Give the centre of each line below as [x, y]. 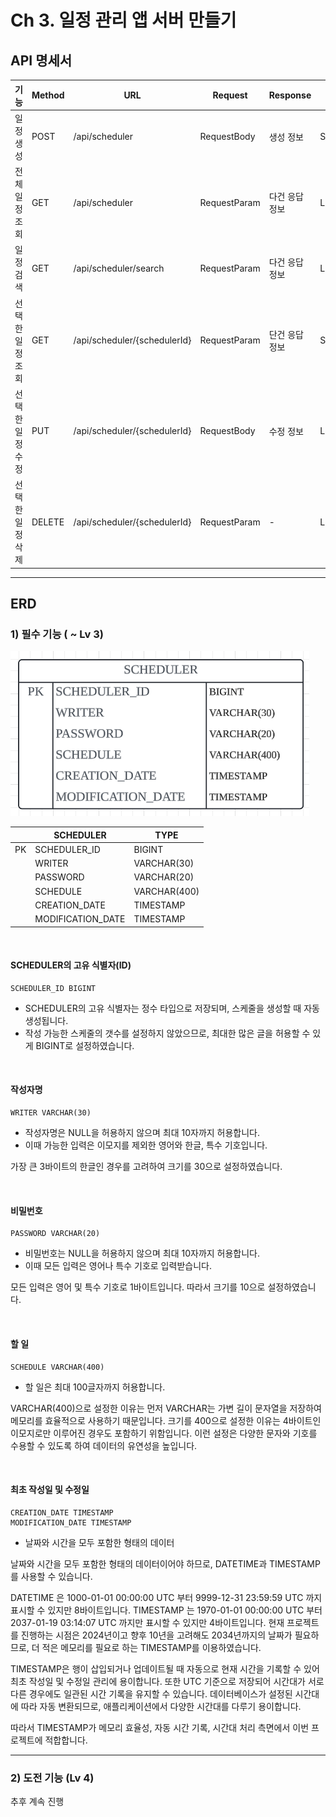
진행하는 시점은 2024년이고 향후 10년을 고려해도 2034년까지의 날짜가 [156, 1635]
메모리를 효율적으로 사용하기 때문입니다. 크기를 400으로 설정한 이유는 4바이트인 [166, 1420]
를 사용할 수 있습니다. [51, 1576]
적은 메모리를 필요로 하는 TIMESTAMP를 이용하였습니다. [151, 1647]
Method [48, 95]
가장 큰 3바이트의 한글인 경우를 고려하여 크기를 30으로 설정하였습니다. [146, 1167]
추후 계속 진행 [37, 1801]
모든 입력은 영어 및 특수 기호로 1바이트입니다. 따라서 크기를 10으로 [138, 1287]
